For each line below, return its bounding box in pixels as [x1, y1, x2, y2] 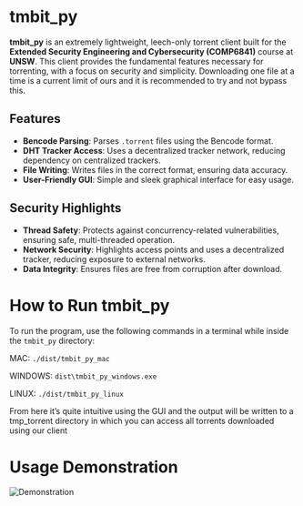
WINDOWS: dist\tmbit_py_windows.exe [9, 370, 157, 381]
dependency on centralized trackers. [22, 155, 161, 166]
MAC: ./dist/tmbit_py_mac [9, 352, 111, 363]
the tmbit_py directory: [9, 335, 96, 346]
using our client [9, 425, 68, 436]
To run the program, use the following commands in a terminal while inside [9, 325, 289, 336]
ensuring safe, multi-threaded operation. [22, 234, 176, 245]
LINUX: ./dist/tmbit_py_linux [9, 388, 125, 399]
